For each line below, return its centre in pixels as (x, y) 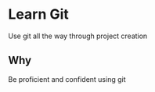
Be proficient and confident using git (67, 79)
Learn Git (38, 14)
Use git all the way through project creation (78, 36)
